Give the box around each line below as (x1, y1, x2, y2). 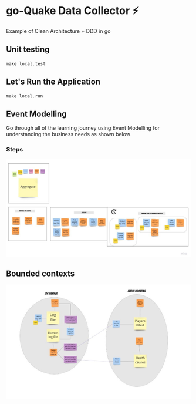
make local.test (6, 60, 46, 67)
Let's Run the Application (6, 77, 101, 87)
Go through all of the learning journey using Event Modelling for (6, 124, 160, 132)
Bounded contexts (6, 268, 75, 278)
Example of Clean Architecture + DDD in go (6, 27, 111, 35)
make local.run (6, 93, 43, 99)
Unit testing (6, 45, 50, 55)
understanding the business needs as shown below (6, 131, 131, 138)
